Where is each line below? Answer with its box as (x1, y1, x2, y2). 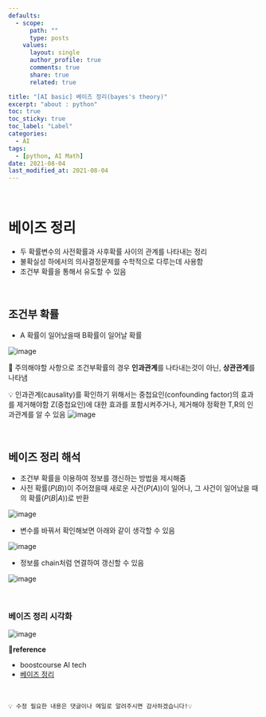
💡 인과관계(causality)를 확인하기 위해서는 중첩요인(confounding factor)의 (8, 390, 239, 399)
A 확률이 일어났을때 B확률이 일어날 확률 (19, 330, 143, 339)
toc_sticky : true (8, 115, 66, 123)
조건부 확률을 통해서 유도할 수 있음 (19, 267, 127, 276)
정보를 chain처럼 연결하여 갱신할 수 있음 (19, 558, 145, 567)
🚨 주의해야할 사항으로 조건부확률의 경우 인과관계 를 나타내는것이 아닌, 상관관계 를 (8, 362, 256, 372)
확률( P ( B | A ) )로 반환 (28, 493, 89, 503)
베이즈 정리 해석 (8, 451, 81, 464)
